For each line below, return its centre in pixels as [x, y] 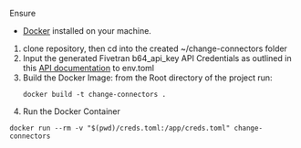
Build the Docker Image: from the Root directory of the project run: [147, 78]
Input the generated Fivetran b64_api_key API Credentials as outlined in [157, 58]
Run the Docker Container [71, 111]
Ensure [23, 13]
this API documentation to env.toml [88, 68]
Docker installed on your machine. [87, 31]
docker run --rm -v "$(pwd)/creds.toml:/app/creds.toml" [120, 128]
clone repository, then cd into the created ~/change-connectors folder [155, 48]
